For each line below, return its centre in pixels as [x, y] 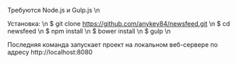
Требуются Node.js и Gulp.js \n [54, 10]
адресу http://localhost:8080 [50, 52]
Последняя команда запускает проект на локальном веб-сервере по [113, 44]
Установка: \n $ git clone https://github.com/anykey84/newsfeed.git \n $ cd [119, 23]
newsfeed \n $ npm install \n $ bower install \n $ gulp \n [89, 31]
